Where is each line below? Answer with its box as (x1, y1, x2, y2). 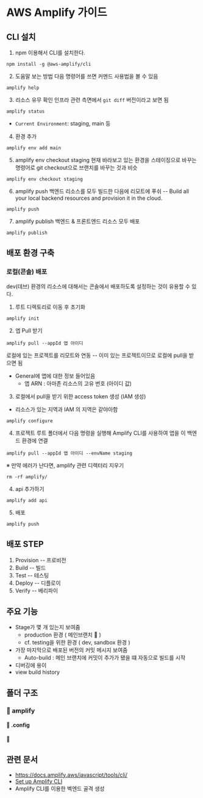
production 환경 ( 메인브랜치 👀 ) (24, 631, 102, 638)
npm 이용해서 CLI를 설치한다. (15, 49, 85, 56)
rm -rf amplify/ (6, 473, 48, 480)
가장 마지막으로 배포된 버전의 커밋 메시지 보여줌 (15, 646, 128, 654)
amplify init (6, 315, 40, 322)
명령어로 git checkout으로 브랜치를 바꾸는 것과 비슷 (15, 164, 138, 171)
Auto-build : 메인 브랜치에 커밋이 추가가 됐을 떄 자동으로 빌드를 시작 (24, 654, 186, 662)
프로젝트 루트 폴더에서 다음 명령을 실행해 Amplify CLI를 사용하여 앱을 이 (15, 429, 186, 436)
